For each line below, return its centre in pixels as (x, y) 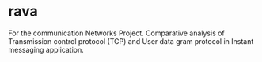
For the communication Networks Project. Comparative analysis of (117, 33)
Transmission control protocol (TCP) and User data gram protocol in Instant (131, 41)
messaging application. (46, 49)
